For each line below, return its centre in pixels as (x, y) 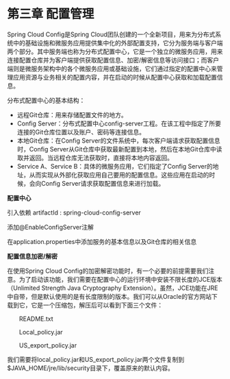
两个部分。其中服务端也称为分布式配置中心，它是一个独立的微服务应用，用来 (115, 51)
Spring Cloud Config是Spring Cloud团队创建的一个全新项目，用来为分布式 (111, 34)
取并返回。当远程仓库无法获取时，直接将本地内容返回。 (95, 158)
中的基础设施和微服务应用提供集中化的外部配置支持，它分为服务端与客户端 (118, 42)
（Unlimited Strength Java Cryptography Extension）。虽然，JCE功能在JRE (113, 288)
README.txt (36, 319)
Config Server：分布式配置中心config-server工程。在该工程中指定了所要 (119, 123)
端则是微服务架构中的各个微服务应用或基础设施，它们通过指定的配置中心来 (112, 69)
